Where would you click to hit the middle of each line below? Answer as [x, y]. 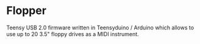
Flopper [27, 11]
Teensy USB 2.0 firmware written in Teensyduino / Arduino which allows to [100, 28]
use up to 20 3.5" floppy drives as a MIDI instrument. [73, 34]
